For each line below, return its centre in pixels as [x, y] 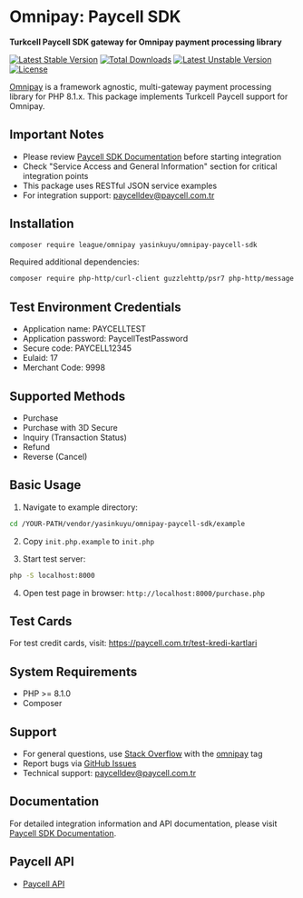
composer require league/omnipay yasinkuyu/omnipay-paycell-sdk [133, 244]
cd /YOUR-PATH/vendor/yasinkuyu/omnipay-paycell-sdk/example [127, 524]
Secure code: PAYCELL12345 [77, 348]
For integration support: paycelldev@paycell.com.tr [118, 195]
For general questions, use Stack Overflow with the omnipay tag [142, 753]
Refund [36, 446]
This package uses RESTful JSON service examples [120, 185]
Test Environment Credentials [95, 307]
